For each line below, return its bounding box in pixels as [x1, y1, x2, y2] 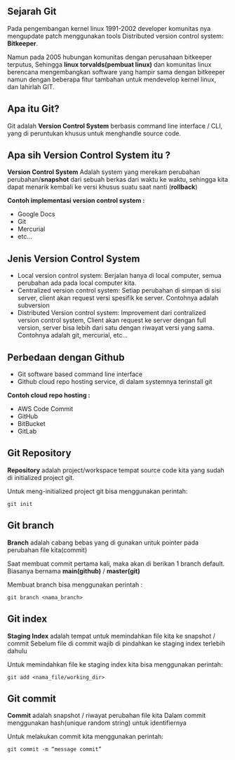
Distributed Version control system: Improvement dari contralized [17, 309, 206, 317]
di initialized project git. [7, 473, 75, 481]
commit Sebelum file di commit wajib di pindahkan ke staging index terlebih [7, 639, 226, 648]
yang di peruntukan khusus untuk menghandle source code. [7, 129, 181, 138]
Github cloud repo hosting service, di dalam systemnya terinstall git [17, 378, 213, 386]
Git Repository [7, 447, 72, 459]
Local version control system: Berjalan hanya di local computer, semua [17, 272, 222, 280]
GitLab [17, 427, 37, 436]
